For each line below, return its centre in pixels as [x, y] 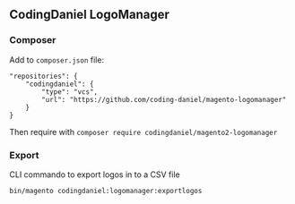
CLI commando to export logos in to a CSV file [95, 174]
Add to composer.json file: [57, 59]
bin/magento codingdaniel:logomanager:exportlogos [106, 191]
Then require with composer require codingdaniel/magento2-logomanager [143, 132]
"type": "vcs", [70, 92]
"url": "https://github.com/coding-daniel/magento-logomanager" [164, 99]
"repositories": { [43, 76]
